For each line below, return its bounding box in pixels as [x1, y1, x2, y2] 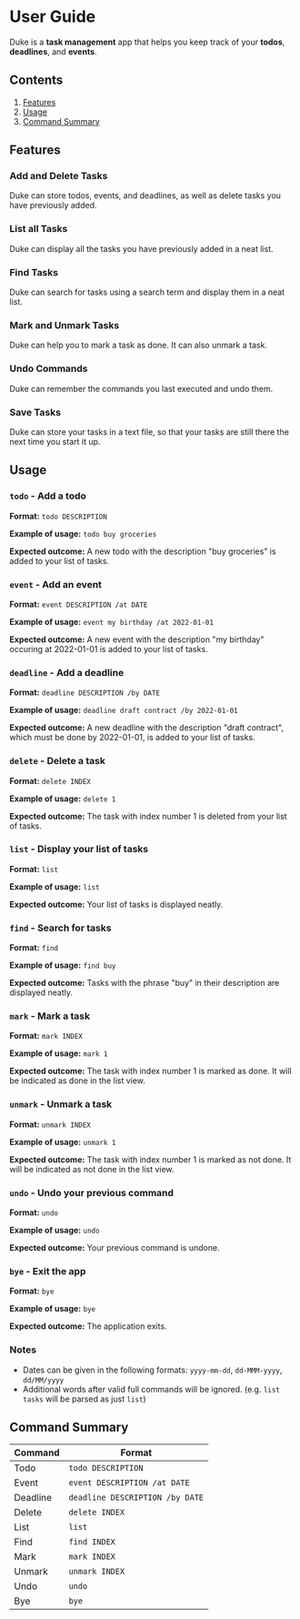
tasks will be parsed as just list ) [22, 1393, 147, 1404]
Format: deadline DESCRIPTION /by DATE [9, 687, 161, 698]
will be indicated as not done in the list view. [9, 1163, 175, 1174]
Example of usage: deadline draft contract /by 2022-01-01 [9, 705, 238, 716]
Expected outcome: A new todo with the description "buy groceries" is [9, 546, 276, 557]
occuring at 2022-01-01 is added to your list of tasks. [9, 643, 208, 654]
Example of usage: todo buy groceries [9, 528, 157, 538]
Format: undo [9, 1207, 59, 1218]
